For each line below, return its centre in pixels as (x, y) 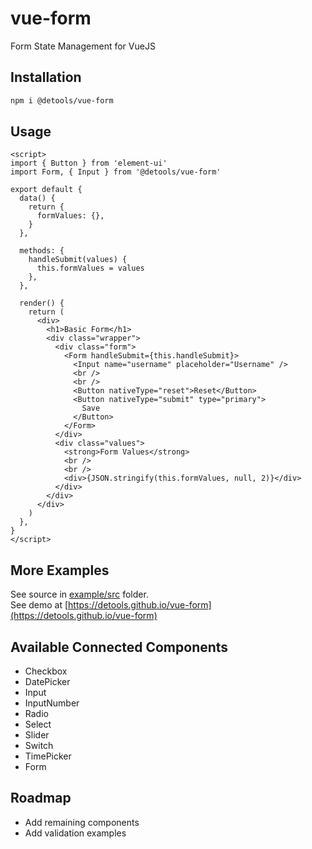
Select (38, 724)
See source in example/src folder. (79, 594)
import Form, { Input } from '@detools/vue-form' (116, 172)
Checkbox (46, 671)
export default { (46, 190)
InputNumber (52, 703)
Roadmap (41, 798)
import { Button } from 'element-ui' (89, 163)
